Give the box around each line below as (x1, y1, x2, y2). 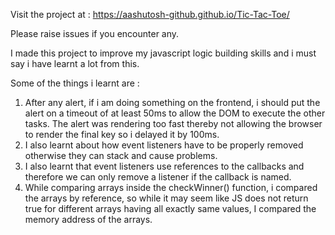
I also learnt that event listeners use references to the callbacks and (24, 160, 305, 172)
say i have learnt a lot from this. (10, 58, 140, 69)
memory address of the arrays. (24, 214, 153, 225)
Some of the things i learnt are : (10, 77, 140, 89)
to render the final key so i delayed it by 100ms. (24, 129, 220, 140)
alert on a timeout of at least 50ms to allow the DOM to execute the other (24, 107, 326, 119)
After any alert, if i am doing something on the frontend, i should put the (24, 97, 321, 108)
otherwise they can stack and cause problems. (24, 150, 218, 161)
